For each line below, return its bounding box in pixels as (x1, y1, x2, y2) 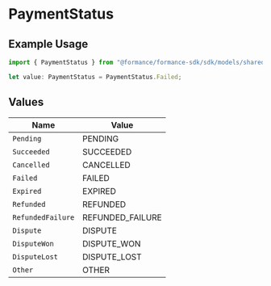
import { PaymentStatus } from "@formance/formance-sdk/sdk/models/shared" (8, 58, 269, 66)
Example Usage (8, 37, 89, 51)
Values (8, 95, 44, 109)
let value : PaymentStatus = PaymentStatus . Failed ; (8, 73, 182, 81)
